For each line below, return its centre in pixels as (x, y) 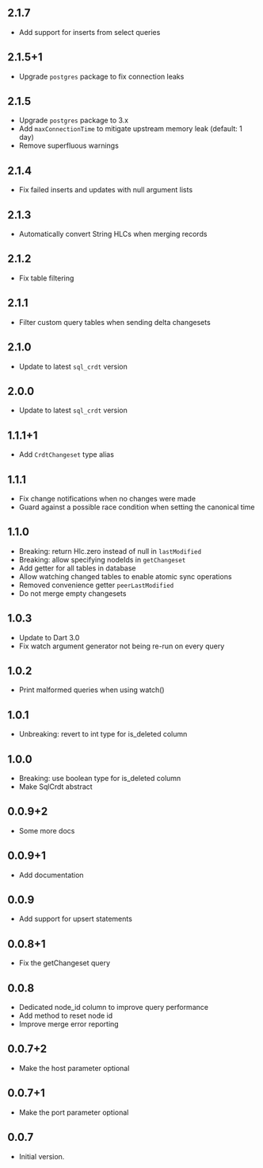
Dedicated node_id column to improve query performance (114, 1007)
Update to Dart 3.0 (49, 637)
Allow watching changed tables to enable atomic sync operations (125, 576)
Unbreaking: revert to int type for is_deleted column (103, 734)
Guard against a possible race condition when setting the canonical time (137, 507)
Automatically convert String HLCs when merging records (113, 234)
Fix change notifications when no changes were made (107, 498)
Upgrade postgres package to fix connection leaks (101, 76)
